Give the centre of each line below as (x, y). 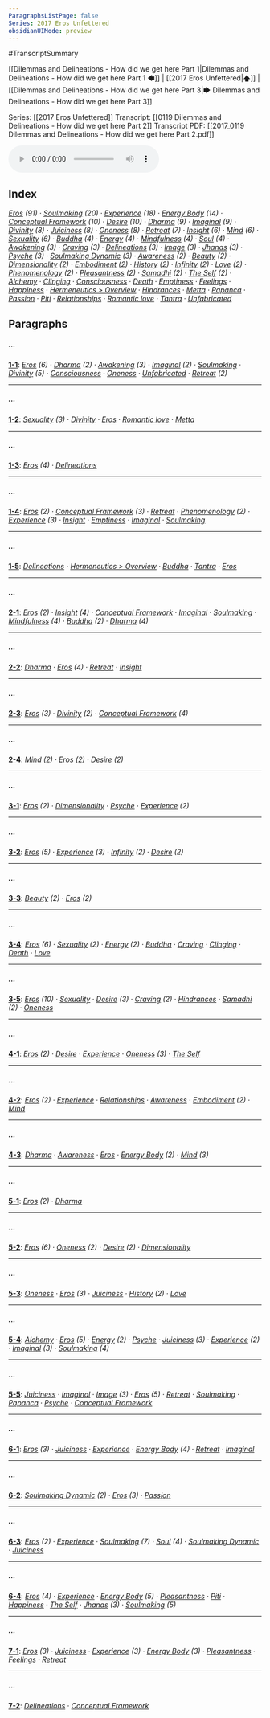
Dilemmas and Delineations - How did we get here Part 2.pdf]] (111, 134)
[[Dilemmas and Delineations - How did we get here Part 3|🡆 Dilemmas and (134, 90)
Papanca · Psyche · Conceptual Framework (80, 1402)
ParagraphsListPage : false (53, 16)
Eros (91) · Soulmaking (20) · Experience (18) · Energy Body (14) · (116, 213)
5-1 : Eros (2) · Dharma (45, 1201)
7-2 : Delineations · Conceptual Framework (79, 1705)
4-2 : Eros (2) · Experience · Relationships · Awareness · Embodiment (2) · (129, 1100)
